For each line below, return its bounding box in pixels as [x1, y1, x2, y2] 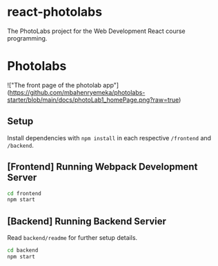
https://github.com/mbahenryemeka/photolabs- [9, 88, 146, 96]
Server [7, 172, 37, 184]
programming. [7, 34, 48, 42]
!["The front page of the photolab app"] [7, 80, 119, 89]
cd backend [7, 247, 39, 254]
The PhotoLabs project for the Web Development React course [7, 27, 186, 35]
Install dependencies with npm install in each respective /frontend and [7, 133, 212, 142]
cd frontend [7, 190, 41, 197]
